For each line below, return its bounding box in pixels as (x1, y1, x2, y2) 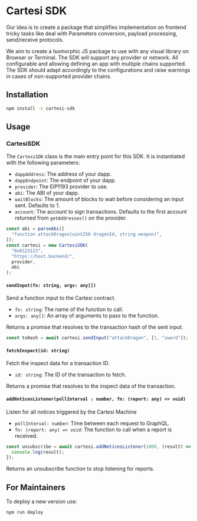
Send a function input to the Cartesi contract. (6, 294, 116, 302)
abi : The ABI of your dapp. (14, 189, 80, 196)
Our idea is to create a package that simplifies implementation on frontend (6, 24, 187, 31)
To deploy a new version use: (6, 498, 78, 505)
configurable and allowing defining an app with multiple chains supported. (6, 60, 186, 67)
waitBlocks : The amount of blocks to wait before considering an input (14, 196, 184, 203)
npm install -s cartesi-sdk (6, 105, 75, 112)
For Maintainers (6, 482, 66, 492)
